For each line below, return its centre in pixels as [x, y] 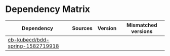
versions [142, 31]
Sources [82, 28]
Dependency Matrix [48, 9]
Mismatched [142, 25]
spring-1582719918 [33, 46]
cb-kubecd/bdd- [29, 39]
